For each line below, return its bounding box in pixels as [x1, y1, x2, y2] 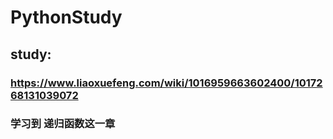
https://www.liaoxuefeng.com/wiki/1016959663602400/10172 [10, 76, 323, 90]
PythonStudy [10, 6, 123, 29]
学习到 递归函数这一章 [10, 117, 116, 131]
